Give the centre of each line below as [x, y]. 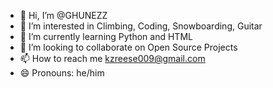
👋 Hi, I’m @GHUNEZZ [63, 15]
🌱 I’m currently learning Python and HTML [106, 36]
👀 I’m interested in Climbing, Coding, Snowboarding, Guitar [141, 26]
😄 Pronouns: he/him [62, 73]
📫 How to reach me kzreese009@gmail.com [112, 58]
